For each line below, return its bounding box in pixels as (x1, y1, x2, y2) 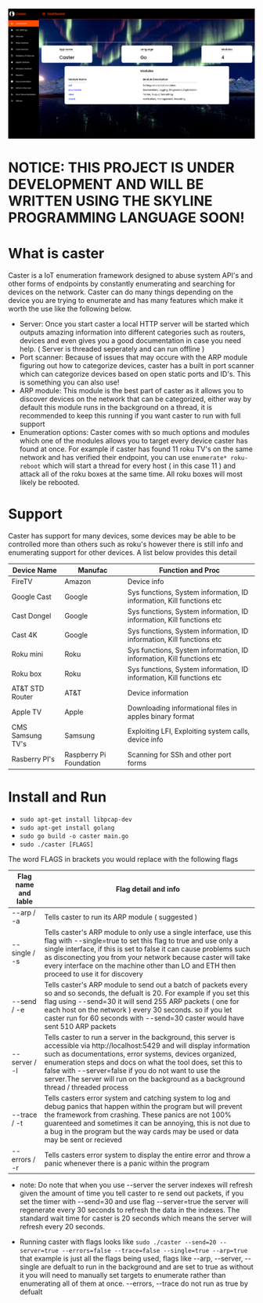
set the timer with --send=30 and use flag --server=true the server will (19, 1197, 249, 1206)
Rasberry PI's (11, 754, 55, 764)
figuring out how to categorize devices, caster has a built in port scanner (19, 361, 254, 370)
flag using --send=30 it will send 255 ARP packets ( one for (44, 996, 240, 1006)
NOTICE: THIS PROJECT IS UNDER (8, 159, 235, 177)
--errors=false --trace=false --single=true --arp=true (61, 1247, 248, 1255)
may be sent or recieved (44, 1135, 123, 1144)
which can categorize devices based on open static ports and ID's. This (19, 370, 251, 379)
